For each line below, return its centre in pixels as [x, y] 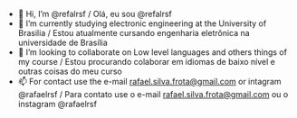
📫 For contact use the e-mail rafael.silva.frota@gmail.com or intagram [150, 82]
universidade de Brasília [63, 42]
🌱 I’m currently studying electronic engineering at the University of [142, 23]
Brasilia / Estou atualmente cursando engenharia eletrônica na [134, 33]
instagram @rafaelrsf [57, 104]
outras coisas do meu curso [70, 71]
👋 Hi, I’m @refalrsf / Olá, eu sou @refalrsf [95, 14]
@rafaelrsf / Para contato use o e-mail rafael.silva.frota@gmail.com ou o [153, 94]
